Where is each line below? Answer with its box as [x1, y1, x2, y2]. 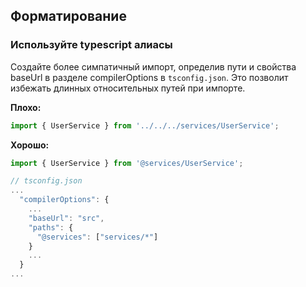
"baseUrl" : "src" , [28, 213, 105, 223]
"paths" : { [28, 222, 74, 233]
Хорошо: [10, 139, 50, 151]
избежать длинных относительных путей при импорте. [10, 82, 246, 94]
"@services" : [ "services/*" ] [36, 232, 159, 242]
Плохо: [10, 101, 42, 113]
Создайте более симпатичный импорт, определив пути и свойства [10, 60, 297, 73]
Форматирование [10, 8, 127, 25]
